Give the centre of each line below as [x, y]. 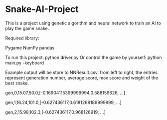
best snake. [17, 83]
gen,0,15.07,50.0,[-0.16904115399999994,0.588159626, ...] [65, 92]
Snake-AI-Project [42, 9]
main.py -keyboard [25, 62]
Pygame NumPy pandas [30, 47]
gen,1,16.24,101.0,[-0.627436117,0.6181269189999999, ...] [63, 102]
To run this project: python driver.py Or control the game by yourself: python [83, 57]
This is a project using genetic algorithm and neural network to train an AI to [83, 23]
